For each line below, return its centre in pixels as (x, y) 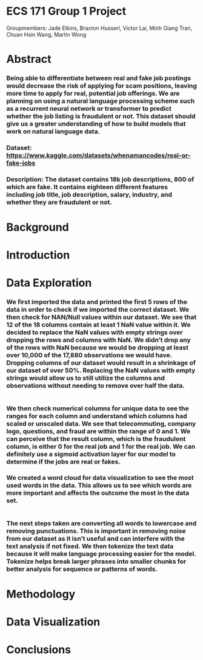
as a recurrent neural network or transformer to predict (89, 109)
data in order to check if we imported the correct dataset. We (98, 310)
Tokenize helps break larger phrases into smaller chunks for (96, 561)
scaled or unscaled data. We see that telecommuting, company (101, 423)
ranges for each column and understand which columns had (97, 416)
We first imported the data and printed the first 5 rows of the (97, 302)
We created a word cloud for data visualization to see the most (100, 478)
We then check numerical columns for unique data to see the (98, 408)
